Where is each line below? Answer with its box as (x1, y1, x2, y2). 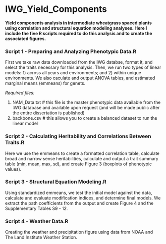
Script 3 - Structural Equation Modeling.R (5, 178, 107, 185)
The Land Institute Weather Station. (5, 234, 78, 241)
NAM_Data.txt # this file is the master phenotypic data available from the (12, 99, 161, 105)
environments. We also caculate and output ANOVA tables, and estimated (5, 75, 155, 81)
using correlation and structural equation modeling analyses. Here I (5, 25, 147, 31)
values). (5, 166, 22, 172)
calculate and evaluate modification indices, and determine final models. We (5, 195, 161, 201)
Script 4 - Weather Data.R (5, 218, 68, 225)
